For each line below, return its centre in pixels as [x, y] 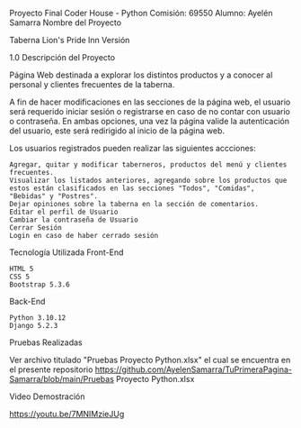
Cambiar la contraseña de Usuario [74, 220]
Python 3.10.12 [38, 318]
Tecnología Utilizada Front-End [66, 252]
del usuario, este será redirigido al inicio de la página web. [117, 131]
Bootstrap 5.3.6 [40, 285]
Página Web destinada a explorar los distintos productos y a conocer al [141, 75]
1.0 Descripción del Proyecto [62, 57]
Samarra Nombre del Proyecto [66, 23]
